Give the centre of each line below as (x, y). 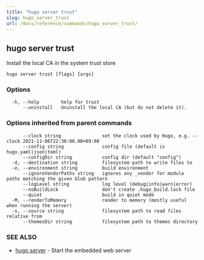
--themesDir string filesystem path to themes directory (110, 221)
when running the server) (39, 205)
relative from (24, 216)
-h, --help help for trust (56, 102)
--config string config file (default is (94, 147)
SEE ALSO (22, 237)
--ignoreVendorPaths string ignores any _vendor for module (103, 173)
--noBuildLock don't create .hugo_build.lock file (109, 189)
